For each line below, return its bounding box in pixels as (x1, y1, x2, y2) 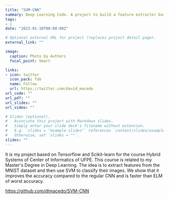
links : (5, 68, 19, 73)
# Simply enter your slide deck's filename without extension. (5, 123, 145, 128)
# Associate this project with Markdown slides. (5, 119, 114, 124)
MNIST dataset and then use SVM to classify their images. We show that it (5, 167, 159, 173)
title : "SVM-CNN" (5, 7, 42, 13)
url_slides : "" (5, 100, 37, 105)
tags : (5, 17, 17, 22)
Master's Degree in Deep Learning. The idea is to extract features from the (5, 162, 160, 168)
